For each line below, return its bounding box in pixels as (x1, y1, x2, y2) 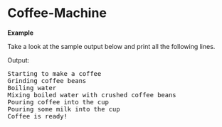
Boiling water (7, 84, 57, 92)
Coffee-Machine (7, 5, 107, 21)
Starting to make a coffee (7, 70, 102, 77)
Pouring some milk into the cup (7, 105, 120, 113)
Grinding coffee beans (7, 77, 87, 84)
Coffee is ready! (7, 112, 68, 120)
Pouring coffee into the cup (7, 98, 109, 106)
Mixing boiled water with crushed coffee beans (7, 91, 176, 99)
